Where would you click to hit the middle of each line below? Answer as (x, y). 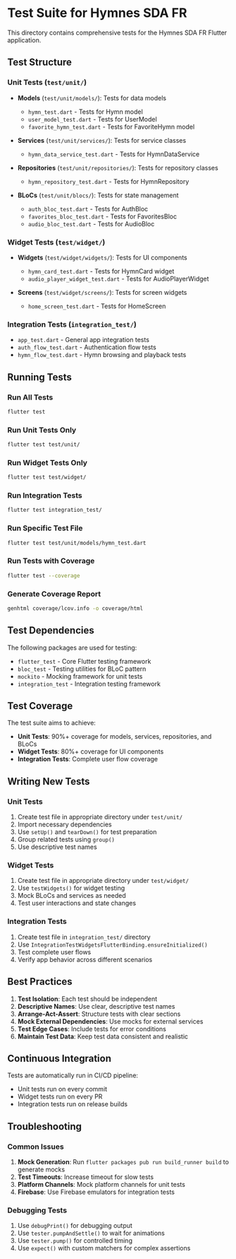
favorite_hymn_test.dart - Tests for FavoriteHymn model (111, 127)
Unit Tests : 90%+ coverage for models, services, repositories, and (114, 737)
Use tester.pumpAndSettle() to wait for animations (91, 1233)
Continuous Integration (59, 1058)
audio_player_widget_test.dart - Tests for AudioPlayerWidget (118, 279)
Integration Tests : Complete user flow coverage (88, 759)
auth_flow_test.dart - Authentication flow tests (87, 347)
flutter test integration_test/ (55, 510)
